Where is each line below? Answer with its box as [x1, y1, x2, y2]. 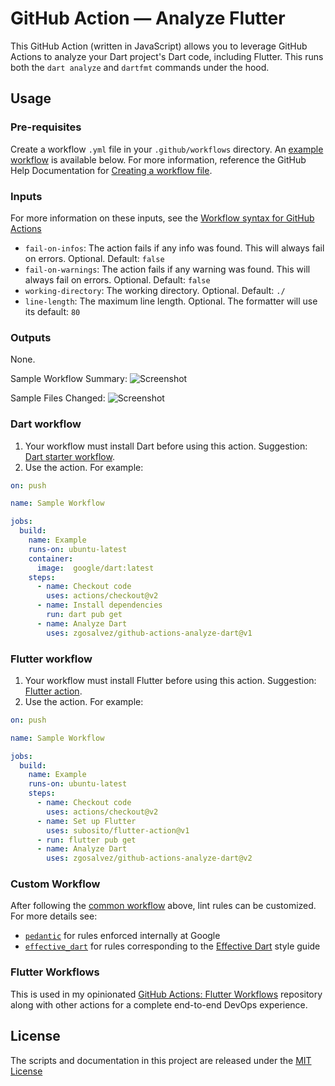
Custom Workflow [10, 877, 101, 891]
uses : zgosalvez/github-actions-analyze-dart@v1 [46, 628, 253, 638]
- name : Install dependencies [36, 600, 163, 611]
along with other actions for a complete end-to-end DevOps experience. [10, 998, 308, 1011]
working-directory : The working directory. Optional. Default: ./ [24, 284, 286, 296]
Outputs [10, 330, 52, 344]
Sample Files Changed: [10, 392, 106, 404]
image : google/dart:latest [36, 563, 155, 573]
